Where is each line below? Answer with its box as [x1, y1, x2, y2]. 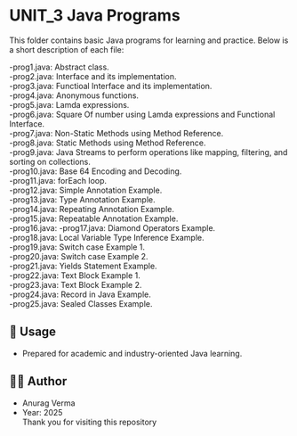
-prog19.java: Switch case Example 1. [9, 242, 145, 252]
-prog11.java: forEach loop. [9, 175, 108, 185]
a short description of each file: [9, 44, 124, 54]
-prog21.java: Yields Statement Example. [9, 260, 157, 271]
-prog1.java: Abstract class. [9, 62, 109, 72]
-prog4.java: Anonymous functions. [9, 90, 140, 101]
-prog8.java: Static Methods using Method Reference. [9, 137, 206, 148]
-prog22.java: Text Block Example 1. [9, 269, 140, 281]
